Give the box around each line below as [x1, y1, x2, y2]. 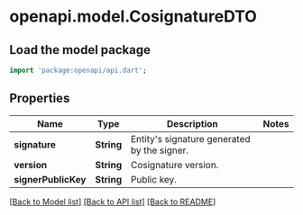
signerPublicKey [14, 173, 87, 185]
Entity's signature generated [130, 132, 251, 145]
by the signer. [130, 144, 189, 157]
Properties [9, 91, 70, 106]
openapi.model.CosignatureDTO [9, 6, 257, 27]
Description [166, 117, 218, 130]
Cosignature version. [130, 158, 219, 171]
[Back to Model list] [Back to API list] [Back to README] [9, 196, 216, 207]
